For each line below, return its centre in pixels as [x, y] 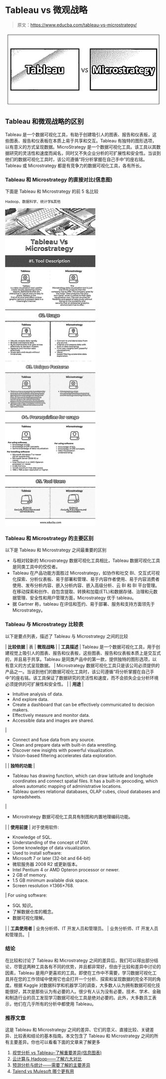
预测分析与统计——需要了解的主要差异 [51, 1065]
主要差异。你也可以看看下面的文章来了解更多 [55, 1042]
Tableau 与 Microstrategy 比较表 [44, 624]
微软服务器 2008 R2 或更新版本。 [46, 864]
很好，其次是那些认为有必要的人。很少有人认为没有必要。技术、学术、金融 [85, 991]
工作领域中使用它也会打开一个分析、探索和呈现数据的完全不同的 [91, 979]
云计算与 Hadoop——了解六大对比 [47, 1059]
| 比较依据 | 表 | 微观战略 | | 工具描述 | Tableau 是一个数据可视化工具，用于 [81, 647]
